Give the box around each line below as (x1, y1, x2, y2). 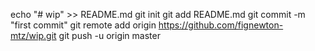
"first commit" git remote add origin (10, 19, 157, 31)
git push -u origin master (58, 30, 161, 41)
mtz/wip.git (10, 30, 57, 41)
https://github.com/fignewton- (158, 19, 284, 31)
